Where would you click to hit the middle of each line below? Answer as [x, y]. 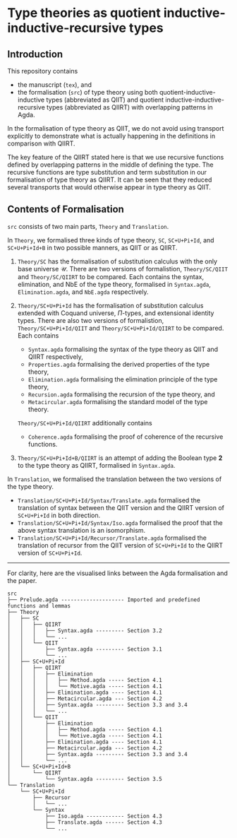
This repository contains [43, 71]
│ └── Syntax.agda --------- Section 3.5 [85, 779]
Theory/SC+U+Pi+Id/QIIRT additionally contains [85, 423]
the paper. [22, 580]
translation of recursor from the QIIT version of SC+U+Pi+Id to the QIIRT [120, 545]
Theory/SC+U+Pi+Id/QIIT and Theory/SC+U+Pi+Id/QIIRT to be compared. [121, 328]
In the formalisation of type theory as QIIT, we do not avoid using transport [116, 128]
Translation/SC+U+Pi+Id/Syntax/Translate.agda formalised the [109, 500]
